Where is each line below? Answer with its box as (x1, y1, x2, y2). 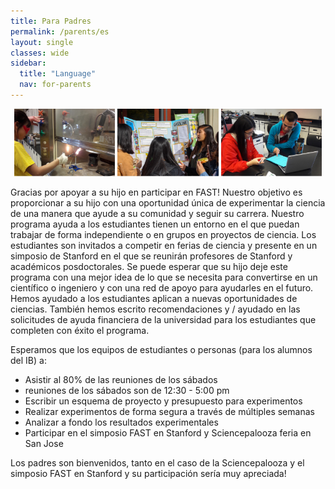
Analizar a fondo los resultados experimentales (24, 416, 219, 428)
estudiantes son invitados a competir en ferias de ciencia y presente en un (10, 239, 318, 251)
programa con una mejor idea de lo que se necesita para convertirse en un (10, 271, 318, 283)
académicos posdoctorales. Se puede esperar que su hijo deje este (10, 260, 288, 272)
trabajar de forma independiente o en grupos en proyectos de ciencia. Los (10, 228, 317, 240)
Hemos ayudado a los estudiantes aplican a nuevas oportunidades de (10, 292, 298, 304)
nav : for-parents (19, 80, 92, 90)
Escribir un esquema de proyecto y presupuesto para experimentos (24, 395, 303, 407)
